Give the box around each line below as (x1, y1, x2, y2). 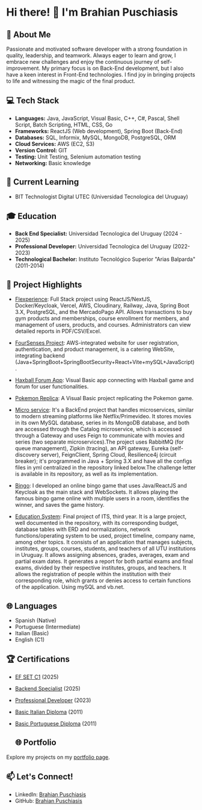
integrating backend (14, 352, 65, 359)
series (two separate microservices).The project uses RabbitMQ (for (14, 438, 184, 445)
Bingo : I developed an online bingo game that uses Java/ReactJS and (14, 482, 188, 489)
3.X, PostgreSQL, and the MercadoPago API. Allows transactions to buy (14, 309, 192, 316)
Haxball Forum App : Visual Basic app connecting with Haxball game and (14, 377, 194, 384)
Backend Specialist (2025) (14, 685, 81, 692)
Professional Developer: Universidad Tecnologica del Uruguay (14, 243, 171, 250)
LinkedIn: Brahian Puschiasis (14, 791, 86, 798)
